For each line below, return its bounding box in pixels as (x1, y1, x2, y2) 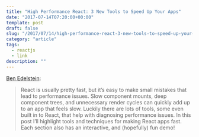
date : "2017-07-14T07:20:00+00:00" (6, 14, 94, 20)
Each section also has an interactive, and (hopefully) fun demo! (20, 124, 175, 131)
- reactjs (11, 47, 36, 53)
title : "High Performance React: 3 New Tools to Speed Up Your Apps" (6, 8, 182, 15)
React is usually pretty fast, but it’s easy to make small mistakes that (20, 86, 187, 93)
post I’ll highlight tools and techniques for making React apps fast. (20, 117, 182, 125)
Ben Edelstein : (6, 75, 41, 82)
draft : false (6, 25, 38, 31)
